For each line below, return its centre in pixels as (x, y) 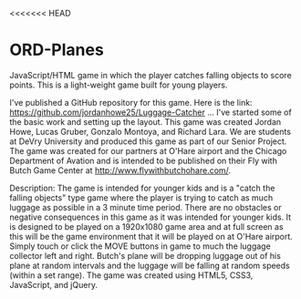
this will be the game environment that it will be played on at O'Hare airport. (151, 236)
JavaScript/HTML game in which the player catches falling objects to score (150, 75)
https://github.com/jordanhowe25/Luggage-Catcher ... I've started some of (150, 112)
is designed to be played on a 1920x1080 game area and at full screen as (147, 226)
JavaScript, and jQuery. (54, 284)
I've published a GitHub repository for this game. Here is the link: (131, 102)
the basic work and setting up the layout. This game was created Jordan (145, 121)
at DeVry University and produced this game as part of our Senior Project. (148, 141)
